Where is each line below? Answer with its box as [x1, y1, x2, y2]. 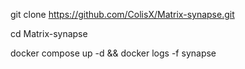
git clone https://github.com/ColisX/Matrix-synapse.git [10, 9, 235, 20]
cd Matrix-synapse [10, 28, 88, 39]
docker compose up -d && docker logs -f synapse [10, 47, 217, 59]
